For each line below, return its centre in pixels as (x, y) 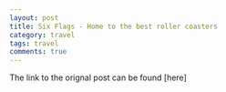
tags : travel (34, 43)
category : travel (42, 35)
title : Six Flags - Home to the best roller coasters (114, 26)
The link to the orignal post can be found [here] (98, 77)
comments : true (38, 52)
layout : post (34, 18)
